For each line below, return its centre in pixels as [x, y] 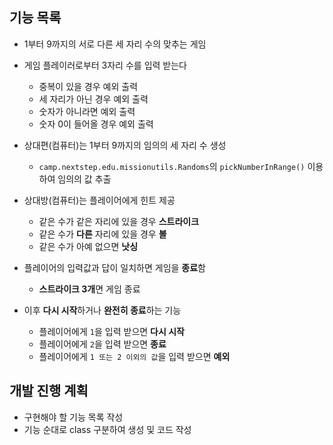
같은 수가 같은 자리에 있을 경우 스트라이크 [119, 221]
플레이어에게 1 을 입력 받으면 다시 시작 [111, 331]
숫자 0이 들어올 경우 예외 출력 [96, 124]
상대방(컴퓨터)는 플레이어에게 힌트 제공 [99, 200]
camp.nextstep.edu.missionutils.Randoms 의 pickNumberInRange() [172, 166]
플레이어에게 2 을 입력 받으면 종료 [102, 344]
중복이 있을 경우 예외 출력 [88, 86]
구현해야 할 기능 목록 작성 [73, 417]
